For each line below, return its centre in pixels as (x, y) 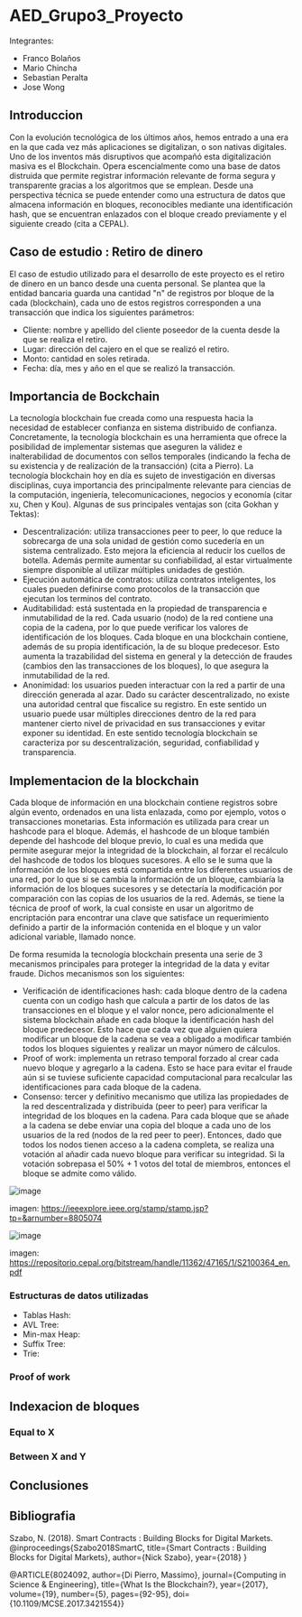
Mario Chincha (50, 68)
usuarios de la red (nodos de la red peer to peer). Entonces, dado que (152, 1136)
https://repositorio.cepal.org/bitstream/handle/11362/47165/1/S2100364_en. (150, 1263)
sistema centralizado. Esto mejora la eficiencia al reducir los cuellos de (154, 551)
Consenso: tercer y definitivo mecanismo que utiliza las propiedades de (156, 1097)
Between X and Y (48, 1456)
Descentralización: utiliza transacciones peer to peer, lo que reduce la (152, 532)
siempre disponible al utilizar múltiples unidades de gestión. (133, 570)
